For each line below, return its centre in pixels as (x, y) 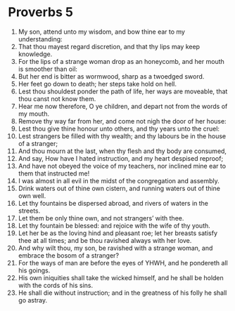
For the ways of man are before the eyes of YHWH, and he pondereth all (123, 263)
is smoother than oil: (48, 69)
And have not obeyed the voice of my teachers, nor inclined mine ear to (122, 166)
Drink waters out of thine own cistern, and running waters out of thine (119, 188)
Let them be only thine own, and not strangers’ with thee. (101, 218)
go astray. (33, 300)
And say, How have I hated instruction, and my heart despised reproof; (121, 158)
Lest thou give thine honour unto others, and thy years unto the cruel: (119, 128)
